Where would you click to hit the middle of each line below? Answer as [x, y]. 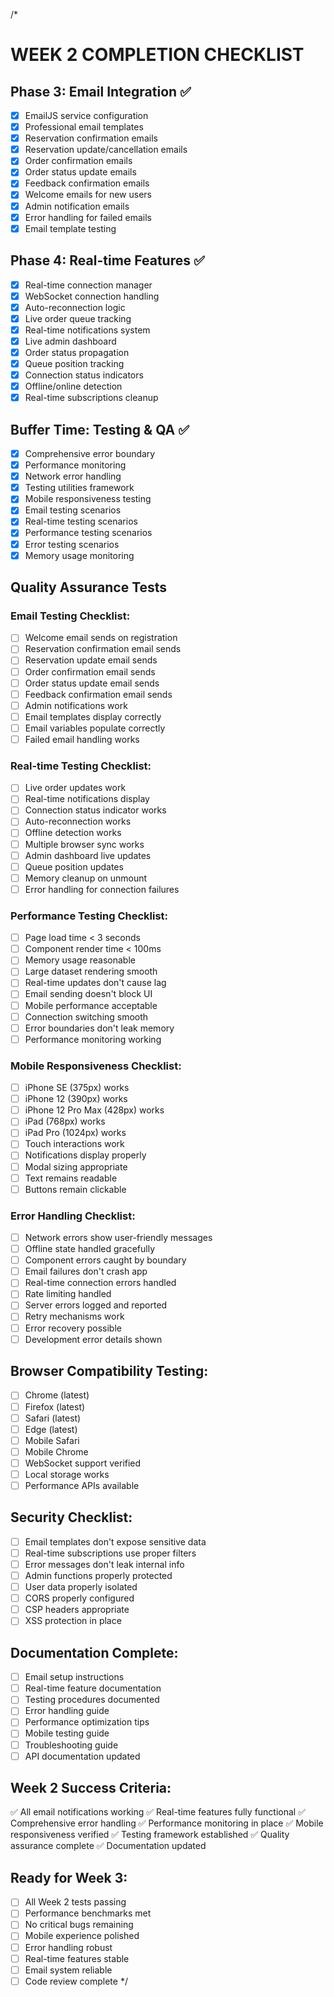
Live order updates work [75, 788]
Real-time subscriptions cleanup [91, 398]
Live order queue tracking [78, 318]
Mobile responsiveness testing [88, 499]
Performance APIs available [82, 1485]
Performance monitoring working [93, 1039]
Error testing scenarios [72, 544]
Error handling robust [68, 1947]
